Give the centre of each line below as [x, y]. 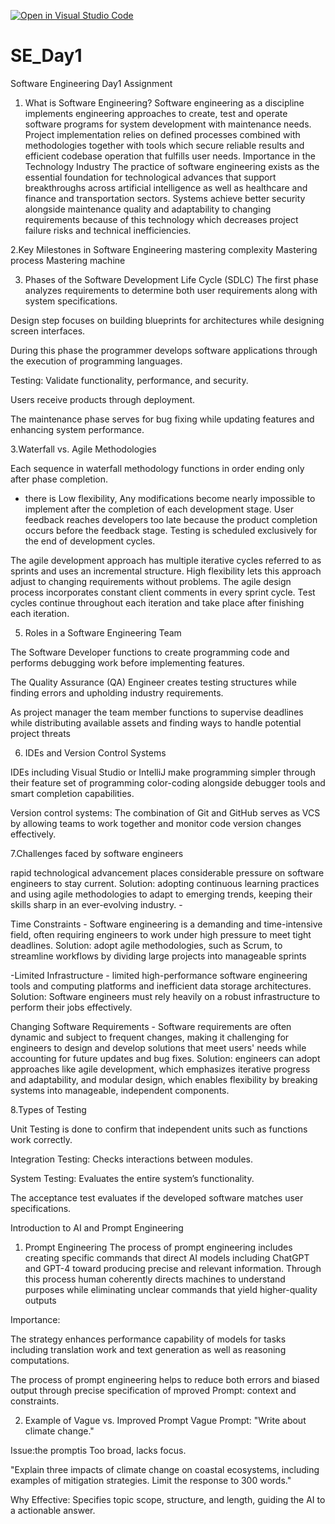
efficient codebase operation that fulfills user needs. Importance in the [170, 156]
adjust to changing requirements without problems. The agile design [151, 581]
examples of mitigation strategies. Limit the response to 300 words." [151, 1480]
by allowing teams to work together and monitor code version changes [156, 823]
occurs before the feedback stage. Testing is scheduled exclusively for [171, 530]
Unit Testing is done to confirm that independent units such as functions [159, 1129]
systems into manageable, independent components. [120, 1090]
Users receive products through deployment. [103, 399]
